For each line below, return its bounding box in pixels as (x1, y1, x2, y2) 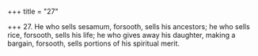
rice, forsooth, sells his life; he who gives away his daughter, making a (7, 31, 236, 39)
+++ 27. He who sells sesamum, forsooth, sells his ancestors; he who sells (7, 22, 250, 31)
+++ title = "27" (7, 7, 59, 16)
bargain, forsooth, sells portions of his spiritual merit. (7, 39, 180, 48)
